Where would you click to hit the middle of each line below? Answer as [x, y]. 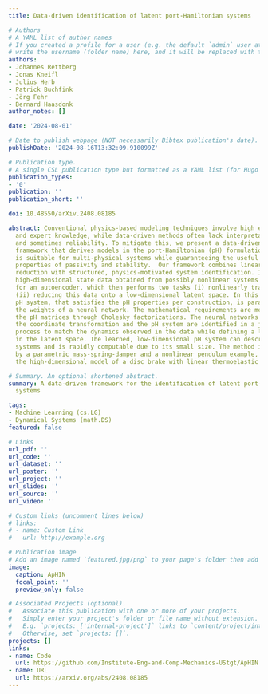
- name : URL [28, 671]
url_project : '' [35, 479]
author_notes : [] [37, 112]
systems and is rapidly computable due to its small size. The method [135, 347]
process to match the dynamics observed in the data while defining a [135, 332]
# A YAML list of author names [60, 37]
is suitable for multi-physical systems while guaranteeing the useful [137, 258]
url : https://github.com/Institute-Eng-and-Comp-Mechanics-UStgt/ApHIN [137, 663]
